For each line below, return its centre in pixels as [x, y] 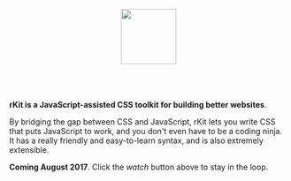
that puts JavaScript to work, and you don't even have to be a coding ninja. [146, 131]
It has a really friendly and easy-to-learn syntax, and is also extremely [136, 140]
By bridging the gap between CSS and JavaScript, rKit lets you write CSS [142, 122]
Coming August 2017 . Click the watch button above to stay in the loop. [139, 167]
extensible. [29, 150]
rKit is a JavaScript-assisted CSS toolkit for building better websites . [138, 105]
